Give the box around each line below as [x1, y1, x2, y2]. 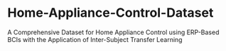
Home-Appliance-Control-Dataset [7, 5, 214, 21]
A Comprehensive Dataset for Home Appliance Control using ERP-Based [7, 28, 220, 36]
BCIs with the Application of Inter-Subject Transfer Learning [7, 35, 183, 43]
